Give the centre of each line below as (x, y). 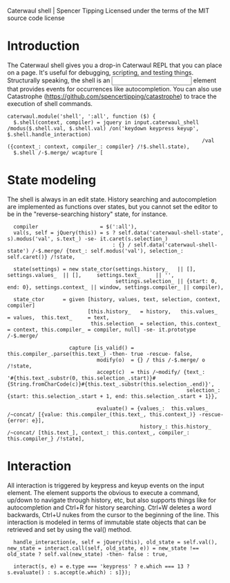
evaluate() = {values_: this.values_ (152, 409)
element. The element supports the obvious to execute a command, (104, 492)
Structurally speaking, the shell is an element (112, 80)
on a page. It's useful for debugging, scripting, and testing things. (100, 72)
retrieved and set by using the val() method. (69, 529)
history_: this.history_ (176, 427)
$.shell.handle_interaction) (49, 134)
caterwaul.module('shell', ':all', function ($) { (82, 116)
